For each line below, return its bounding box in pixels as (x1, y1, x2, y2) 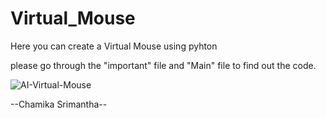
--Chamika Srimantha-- (10, 98, 108, 110)
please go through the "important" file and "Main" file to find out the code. (10, 59, 317, 71)
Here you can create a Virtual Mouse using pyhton (10, 40, 218, 52)
